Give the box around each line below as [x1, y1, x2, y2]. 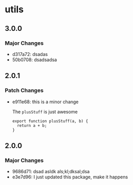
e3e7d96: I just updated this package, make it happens [12, 174, 128, 180]
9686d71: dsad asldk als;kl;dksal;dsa [12, 169, 90, 175]
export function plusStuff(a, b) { [12, 118, 88, 124]
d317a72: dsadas [12, 51, 48, 57]
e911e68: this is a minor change [12, 99, 79, 105]
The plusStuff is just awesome [12, 108, 78, 115]
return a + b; [17, 123, 47, 128]
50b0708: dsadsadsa [12, 57, 57, 63]
